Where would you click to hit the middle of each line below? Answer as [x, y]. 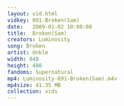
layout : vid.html [33, 14]
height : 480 [25, 66]
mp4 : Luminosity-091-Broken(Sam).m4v [62, 78]
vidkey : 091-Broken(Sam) [43, 20]
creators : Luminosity [39, 40]
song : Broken [26, 46]
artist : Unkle [28, 53]
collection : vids [33, 91]
